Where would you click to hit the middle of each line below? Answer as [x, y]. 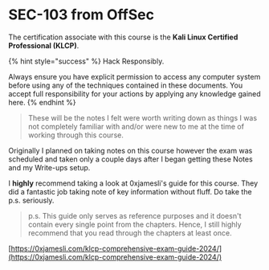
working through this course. [76, 135]
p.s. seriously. [31, 200]
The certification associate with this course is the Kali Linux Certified [123, 37]
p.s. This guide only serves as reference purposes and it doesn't [134, 215]
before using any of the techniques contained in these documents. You [126, 85]
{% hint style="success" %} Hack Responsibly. [86, 61]
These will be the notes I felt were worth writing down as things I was [143, 117]
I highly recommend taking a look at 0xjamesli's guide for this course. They [133, 183]
